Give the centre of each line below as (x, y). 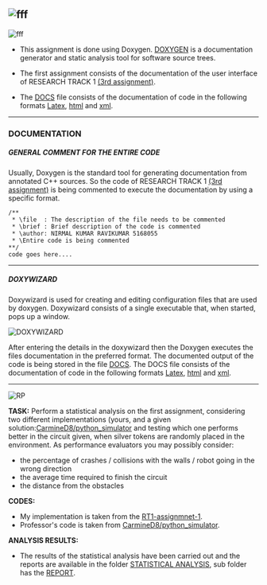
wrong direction (46, 468)
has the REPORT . (47, 572)
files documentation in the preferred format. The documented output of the (131, 356)
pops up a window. (39, 316)
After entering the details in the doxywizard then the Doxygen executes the (131, 347)
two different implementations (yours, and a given (90, 419)
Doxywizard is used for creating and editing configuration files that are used (133, 299)
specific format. (34, 198)
